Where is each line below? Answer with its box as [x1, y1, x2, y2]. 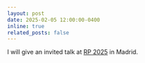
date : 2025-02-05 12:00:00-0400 [7, 16, 100, 23]
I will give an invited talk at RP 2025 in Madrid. [7, 48, 138, 56]
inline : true [7, 23, 45, 29]
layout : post [7, 10, 45, 17]
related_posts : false [7, 29, 70, 36]
